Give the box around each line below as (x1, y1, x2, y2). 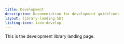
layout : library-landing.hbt (5, 16, 64, 21)
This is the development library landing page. (5, 33, 95, 39)
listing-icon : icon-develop (5, 20, 62, 25)
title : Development (5, 7, 44, 12)
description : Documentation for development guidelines (5, 11, 120, 16)
